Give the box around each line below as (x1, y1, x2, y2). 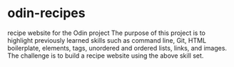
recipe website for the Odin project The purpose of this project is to (7, 29, 205, 37)
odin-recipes (7, 5, 86, 21)
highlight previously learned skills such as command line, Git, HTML (7, 36, 207, 44)
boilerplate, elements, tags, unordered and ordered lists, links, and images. (7, 43, 227, 52)
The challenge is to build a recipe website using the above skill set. (7, 51, 204, 60)
